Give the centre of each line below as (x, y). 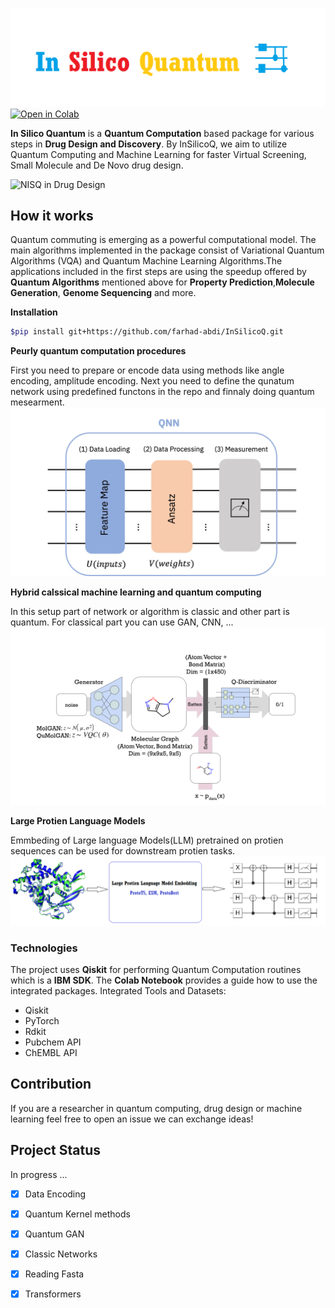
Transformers (53, 1294)
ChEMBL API (51, 1052)
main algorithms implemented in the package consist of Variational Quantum (167, 250)
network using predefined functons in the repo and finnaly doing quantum (162, 392)
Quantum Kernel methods (77, 1214)
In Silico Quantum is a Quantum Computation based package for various (162, 133)
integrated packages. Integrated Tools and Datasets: (118, 990)
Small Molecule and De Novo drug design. (97, 165)
